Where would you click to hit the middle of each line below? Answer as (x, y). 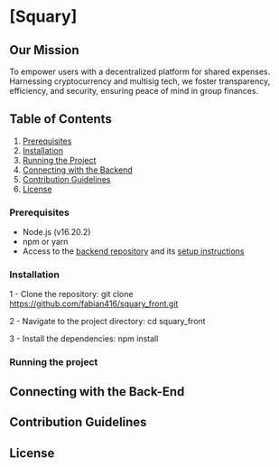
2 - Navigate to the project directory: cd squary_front (107, 322)
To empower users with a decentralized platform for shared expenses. (140, 71)
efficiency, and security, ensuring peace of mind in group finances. (134, 91)
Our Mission (44, 50)
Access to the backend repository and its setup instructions (133, 251)
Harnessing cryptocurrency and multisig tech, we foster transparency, (140, 81)
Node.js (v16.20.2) (56, 232)
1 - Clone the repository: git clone (71, 294)
